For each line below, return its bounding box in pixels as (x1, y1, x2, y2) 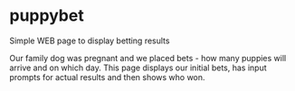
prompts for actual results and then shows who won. (9, 71, 205, 82)
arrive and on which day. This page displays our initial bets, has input (9, 62, 267, 73)
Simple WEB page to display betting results (9, 35, 170, 46)
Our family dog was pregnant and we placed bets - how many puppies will (9, 52, 287, 63)
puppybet (9, 5, 84, 26)
